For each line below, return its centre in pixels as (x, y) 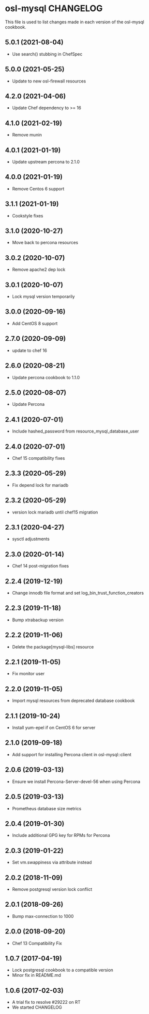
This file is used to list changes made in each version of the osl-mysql (74, 22)
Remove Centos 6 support (38, 189)
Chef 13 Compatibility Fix (37, 943)
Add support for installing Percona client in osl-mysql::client (72, 754)
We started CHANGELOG (37, 1007)
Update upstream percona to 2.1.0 (46, 162)
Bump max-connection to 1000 (43, 916)
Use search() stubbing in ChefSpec (47, 54)
